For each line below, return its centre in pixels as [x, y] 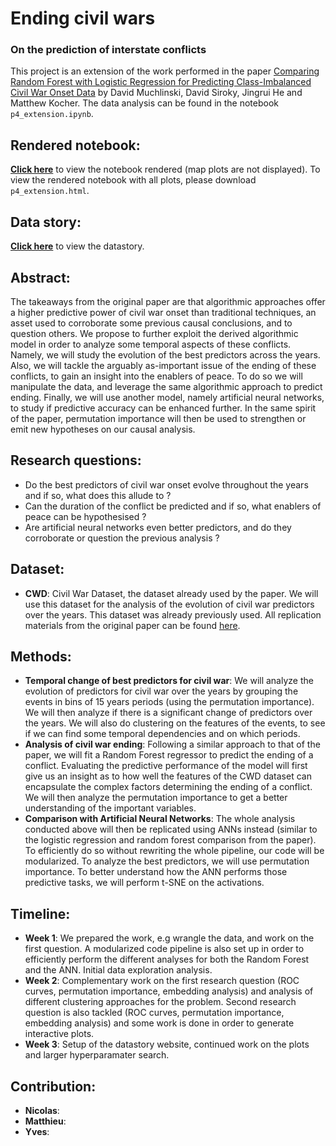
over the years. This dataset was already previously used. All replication [173, 614]
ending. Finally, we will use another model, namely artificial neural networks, [167, 397]
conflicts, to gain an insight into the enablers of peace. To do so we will [156, 376]
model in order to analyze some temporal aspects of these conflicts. [151, 344]
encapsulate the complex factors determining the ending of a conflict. [168, 787]
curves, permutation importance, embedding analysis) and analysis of [169, 991]
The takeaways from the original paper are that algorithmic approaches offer [168, 301]
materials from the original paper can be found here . [132, 625]
